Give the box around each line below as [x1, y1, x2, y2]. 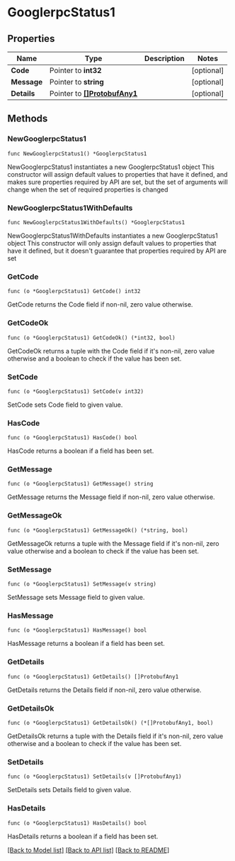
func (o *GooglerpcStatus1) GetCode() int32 [7, 288, 141, 295]
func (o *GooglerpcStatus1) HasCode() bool [7, 434, 138, 442]
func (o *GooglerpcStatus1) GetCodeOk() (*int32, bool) [7, 334, 176, 341]
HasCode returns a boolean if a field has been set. [7, 446, 154, 455]
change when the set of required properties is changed [7, 185, 168, 194]
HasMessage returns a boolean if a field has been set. [7, 640, 165, 648]
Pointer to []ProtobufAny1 [49, 89, 138, 98]
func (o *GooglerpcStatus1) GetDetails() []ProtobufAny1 [7, 673, 179, 680]
